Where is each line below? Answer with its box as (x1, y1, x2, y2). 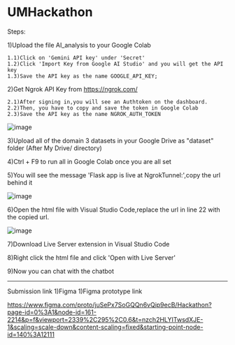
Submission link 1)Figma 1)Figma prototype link (7, 287, 143, 295)
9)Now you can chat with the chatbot (7, 267, 114, 275)
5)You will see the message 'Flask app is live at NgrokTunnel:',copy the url (7, 170, 221, 179)
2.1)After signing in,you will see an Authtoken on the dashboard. (7, 98, 208, 105)
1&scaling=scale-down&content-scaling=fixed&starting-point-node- (7, 323, 204, 331)
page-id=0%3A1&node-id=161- (7, 308, 97, 316)
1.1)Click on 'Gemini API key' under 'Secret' (7, 54, 145, 61)
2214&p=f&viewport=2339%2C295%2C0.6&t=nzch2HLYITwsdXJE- (7, 315, 204, 323)
